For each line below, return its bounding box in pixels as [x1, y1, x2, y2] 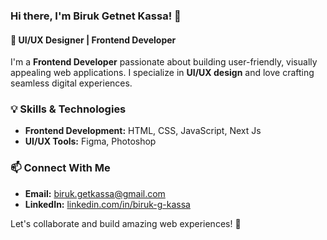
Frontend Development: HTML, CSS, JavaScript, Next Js [24, 125, 262, 137]
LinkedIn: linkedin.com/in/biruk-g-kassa [24, 198, 191, 210]
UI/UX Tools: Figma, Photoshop [24, 135, 157, 148]
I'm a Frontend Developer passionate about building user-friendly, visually [10, 56, 318, 68]
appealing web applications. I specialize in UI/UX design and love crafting [10, 67, 315, 79]
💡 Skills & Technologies [10, 102, 127, 116]
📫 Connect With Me [10, 161, 111, 175]
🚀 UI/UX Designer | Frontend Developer [10, 34, 177, 46]
